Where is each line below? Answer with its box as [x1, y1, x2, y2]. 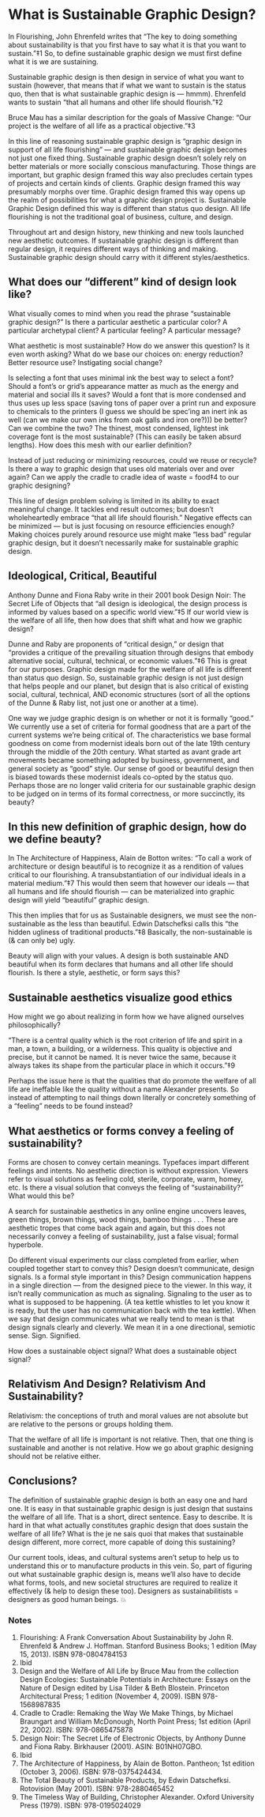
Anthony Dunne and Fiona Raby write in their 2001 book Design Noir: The [8, 590, 246, 600]
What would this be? [8, 1191, 75, 1201]
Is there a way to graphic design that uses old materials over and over [8, 464, 235, 473]
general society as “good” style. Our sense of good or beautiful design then [8, 763, 255, 773]
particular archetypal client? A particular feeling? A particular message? [8, 326, 241, 335]
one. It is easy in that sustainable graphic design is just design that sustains [8, 1503, 254, 1513]
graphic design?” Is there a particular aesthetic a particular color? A [8, 317, 228, 326]
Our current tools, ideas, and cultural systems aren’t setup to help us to [8, 1552, 239, 1562]
